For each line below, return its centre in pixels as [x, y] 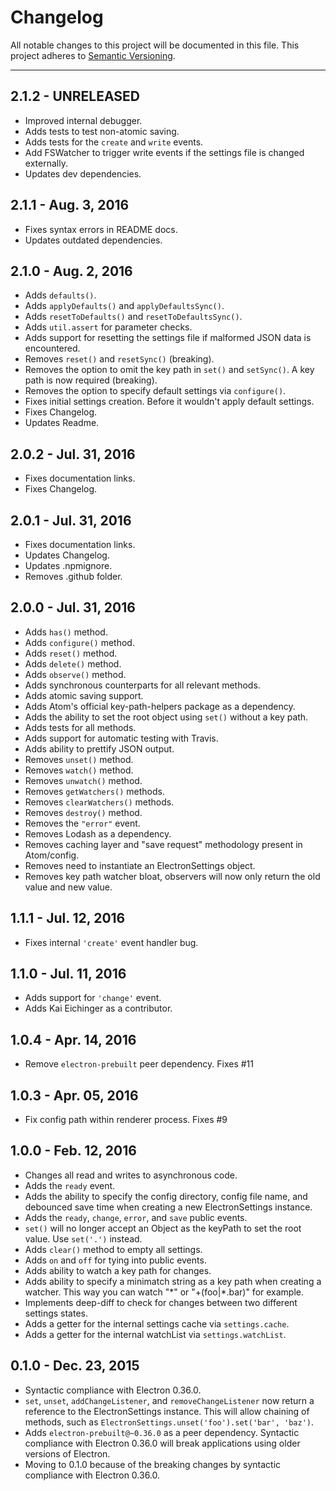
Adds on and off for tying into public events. [115, 1260]
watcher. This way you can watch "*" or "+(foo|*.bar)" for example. [164, 1292]
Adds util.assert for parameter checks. [108, 327]
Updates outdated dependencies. [93, 240]
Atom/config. [52, 855]
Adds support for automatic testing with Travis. [121, 738]
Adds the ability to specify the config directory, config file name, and [166, 1196]
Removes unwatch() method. [83, 780]
